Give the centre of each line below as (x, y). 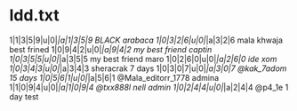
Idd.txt (34, 16)
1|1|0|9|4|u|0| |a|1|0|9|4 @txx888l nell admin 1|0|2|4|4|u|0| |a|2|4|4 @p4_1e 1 (149, 87)
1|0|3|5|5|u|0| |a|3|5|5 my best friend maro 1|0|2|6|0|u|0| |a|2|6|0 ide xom (143, 59)
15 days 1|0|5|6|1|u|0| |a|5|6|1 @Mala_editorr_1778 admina (114, 77)
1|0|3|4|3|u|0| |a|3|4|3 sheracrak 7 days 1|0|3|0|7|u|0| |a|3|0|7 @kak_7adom (148, 68)
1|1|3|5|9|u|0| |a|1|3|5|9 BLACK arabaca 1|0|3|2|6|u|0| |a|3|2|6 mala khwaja (146, 40)
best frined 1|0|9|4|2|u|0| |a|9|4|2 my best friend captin (111, 49)
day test (24, 96)
